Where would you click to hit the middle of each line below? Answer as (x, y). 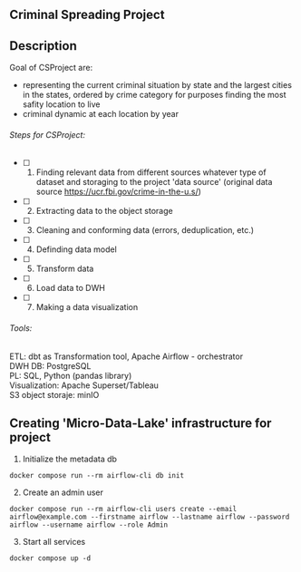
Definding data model (77, 249)
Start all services (54, 542)
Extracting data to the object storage (105, 211)
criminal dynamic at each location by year (101, 114)
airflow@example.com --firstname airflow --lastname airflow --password (150, 517)
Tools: (21, 328)
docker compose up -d (50, 558)
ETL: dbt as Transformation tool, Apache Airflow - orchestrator (126, 356)
